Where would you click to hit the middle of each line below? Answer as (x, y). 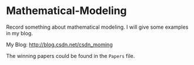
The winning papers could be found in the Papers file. (71, 56)
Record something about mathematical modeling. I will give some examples (97, 27)
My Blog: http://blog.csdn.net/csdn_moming (59, 45)
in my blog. (20, 33)
